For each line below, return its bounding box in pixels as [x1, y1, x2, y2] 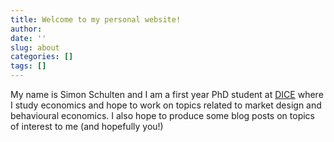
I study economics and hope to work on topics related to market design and [10, 99, 322, 111]
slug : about [10, 42, 60, 53]
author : [10, 24, 43, 34]
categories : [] [10, 52, 74, 62]
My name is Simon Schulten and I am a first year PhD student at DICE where [10, 89, 324, 100]
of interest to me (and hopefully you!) [10, 121, 164, 132]
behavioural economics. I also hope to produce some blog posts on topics [10, 110, 315, 121]
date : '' [10, 33, 47, 43]
